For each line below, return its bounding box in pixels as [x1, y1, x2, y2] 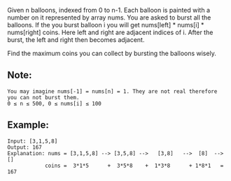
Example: [7, 119, 49, 131]
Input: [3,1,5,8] [7, 138, 58, 145]
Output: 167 [7, 143, 42, 151]
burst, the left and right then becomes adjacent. [7, 36, 145, 44]
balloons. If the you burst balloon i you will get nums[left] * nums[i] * [7, 21, 204, 29]
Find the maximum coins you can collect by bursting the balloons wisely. [7, 49, 217, 57]
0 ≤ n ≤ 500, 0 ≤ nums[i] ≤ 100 [7, 100, 101, 107]
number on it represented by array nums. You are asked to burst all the [7, 13, 211, 22]
